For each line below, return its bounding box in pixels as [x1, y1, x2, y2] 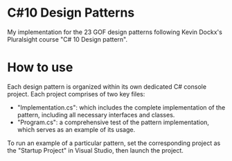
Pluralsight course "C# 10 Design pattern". [7, 35, 128, 43]
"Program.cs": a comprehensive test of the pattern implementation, [17, 118, 210, 126]
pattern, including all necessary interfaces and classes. [17, 110, 175, 119]
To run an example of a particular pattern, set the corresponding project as [7, 139, 221, 147]
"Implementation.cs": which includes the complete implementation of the [17, 103, 226, 112]
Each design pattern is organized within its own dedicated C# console [7, 82, 206, 91]
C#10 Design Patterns [7, 5, 135, 21]
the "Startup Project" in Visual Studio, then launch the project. [7, 146, 184, 154]
